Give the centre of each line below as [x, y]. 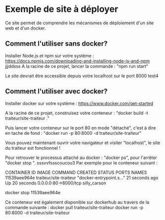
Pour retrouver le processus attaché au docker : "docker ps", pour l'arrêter [81, 158]
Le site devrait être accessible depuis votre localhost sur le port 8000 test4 [82, 76]
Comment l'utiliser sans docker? [56, 44]
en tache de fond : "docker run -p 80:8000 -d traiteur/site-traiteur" [73, 133]
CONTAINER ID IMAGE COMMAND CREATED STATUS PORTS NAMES [76, 172]
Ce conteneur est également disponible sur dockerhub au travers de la [77, 202]
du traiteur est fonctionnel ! [33, 148]
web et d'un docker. [26, 28]
